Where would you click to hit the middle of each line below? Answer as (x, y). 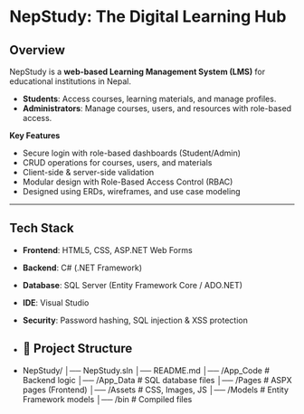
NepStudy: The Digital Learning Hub (148, 17)
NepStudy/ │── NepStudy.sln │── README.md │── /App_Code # (146, 370)
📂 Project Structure (77, 348)
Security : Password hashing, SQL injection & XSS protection (135, 320)
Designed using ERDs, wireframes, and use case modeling (132, 191)
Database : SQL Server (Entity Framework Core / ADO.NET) (132, 285)
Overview (38, 50)
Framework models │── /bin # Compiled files (107, 399)
